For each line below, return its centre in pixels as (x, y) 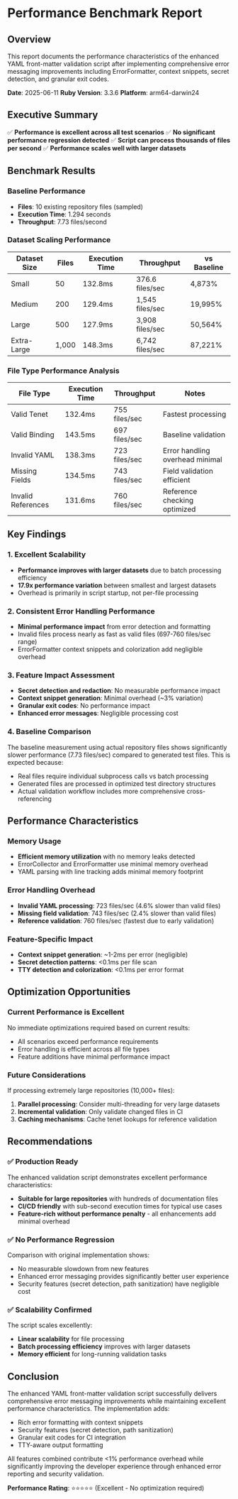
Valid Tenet (29, 415)
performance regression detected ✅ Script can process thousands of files (119, 140)
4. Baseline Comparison (49, 731)
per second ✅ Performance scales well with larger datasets (97, 148)
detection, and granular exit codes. (58, 79)
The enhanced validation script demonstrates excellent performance (107, 1177)
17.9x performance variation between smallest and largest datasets (117, 585)
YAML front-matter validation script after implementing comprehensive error (119, 64)
